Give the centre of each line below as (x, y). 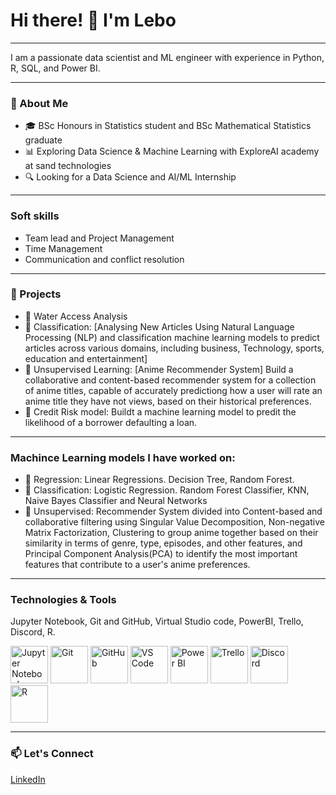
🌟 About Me (39, 103)
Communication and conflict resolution (104, 259)
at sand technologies (68, 166)
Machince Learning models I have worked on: (123, 457)
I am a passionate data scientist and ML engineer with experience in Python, (167, 57)
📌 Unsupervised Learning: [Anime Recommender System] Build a (159, 369)
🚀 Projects (36, 294)
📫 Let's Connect (52, 754)
